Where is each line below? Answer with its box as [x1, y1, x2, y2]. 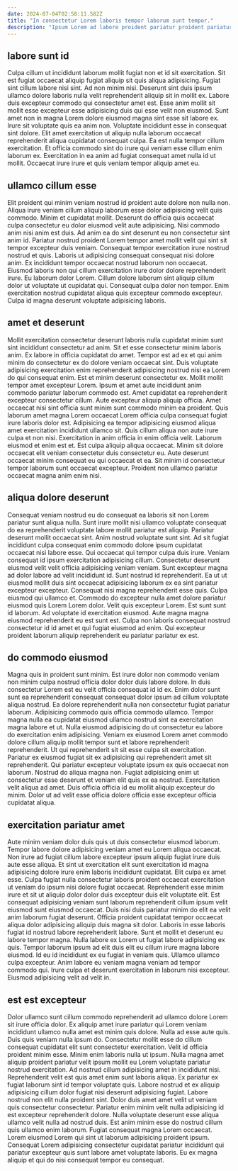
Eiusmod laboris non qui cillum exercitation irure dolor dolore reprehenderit [7, 267, 227, 274]
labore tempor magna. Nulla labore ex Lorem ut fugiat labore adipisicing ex [7, 936, 225, 944]
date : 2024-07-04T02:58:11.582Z [7, 10, 103, 18]
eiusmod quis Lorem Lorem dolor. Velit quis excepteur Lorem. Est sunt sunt [7, 600, 227, 610]
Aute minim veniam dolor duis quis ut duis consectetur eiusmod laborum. [7, 838, 221, 846]
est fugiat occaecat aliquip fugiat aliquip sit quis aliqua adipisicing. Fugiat [7, 76, 221, 85]
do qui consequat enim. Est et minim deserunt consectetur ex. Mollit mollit [7, 373, 224, 381]
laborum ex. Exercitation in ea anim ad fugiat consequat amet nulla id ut [7, 152, 216, 160]
